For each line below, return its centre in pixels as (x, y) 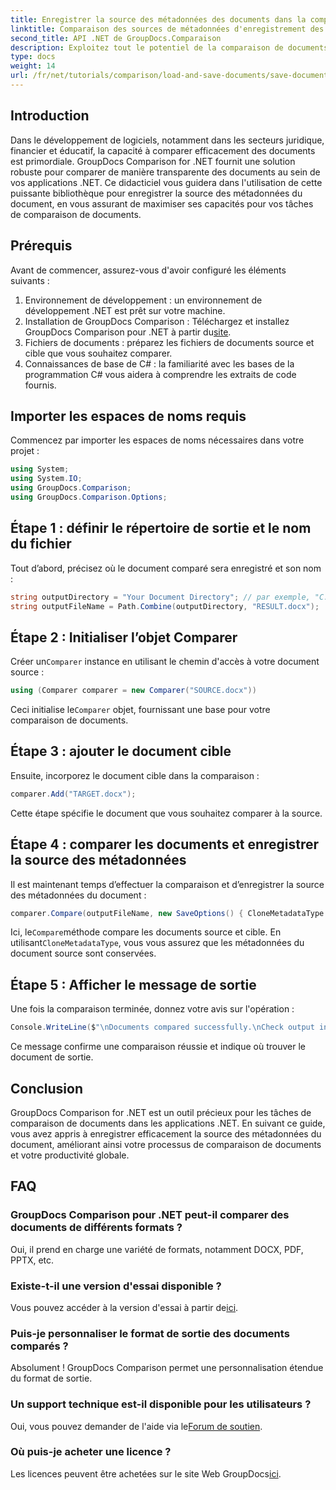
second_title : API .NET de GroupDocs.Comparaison (116, 38)
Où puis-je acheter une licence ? (91, 1452)
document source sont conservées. (83, 953)
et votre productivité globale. (70, 1155)
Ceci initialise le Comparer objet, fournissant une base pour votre (140, 710)
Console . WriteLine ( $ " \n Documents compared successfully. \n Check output (162, 1027)
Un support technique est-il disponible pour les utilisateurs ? (161, 1404)
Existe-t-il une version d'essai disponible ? (116, 1286)
